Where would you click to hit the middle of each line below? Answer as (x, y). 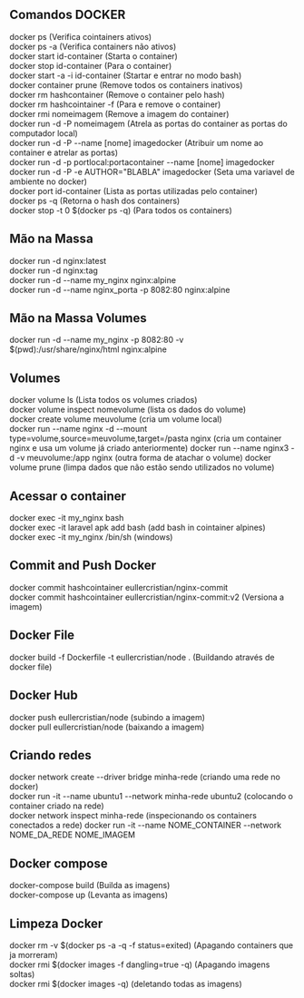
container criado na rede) (57, 806)
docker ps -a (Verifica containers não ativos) (93, 46)
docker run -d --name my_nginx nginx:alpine (93, 279)
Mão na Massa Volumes (78, 318)
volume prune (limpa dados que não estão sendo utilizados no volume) (142, 467)
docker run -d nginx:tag (54, 270)
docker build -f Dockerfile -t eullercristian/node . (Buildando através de (142, 657)
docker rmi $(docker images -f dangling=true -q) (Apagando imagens (140, 964)
